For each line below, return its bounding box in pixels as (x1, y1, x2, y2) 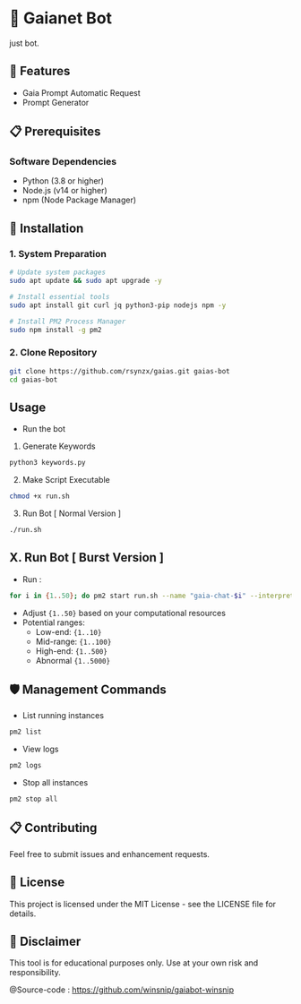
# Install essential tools (9, 292, 110, 301)
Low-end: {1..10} (35, 626, 102, 637)
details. (9, 908, 37, 919)
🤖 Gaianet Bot (9, 8, 113, 29)
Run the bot (21, 424, 65, 434)
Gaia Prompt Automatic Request (21, 87, 141, 98)
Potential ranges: (21, 617, 85, 628)
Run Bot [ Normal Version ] (21, 508, 122, 519)
